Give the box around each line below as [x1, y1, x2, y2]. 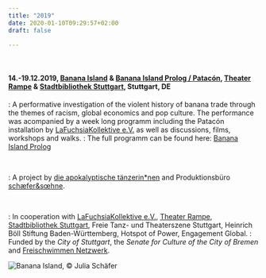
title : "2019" [8, 11, 56, 20]
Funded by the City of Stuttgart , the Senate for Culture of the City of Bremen [8, 237, 259, 246]
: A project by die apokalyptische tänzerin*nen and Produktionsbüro [8, 172, 230, 182]
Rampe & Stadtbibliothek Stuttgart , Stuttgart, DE [8, 81, 172, 91]
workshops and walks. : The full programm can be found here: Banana [8, 133, 238, 143]
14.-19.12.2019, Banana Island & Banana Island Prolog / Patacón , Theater [8, 73, 252, 83]
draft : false [8, 26, 52, 34]
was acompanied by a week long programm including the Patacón [8, 116, 225, 125]
